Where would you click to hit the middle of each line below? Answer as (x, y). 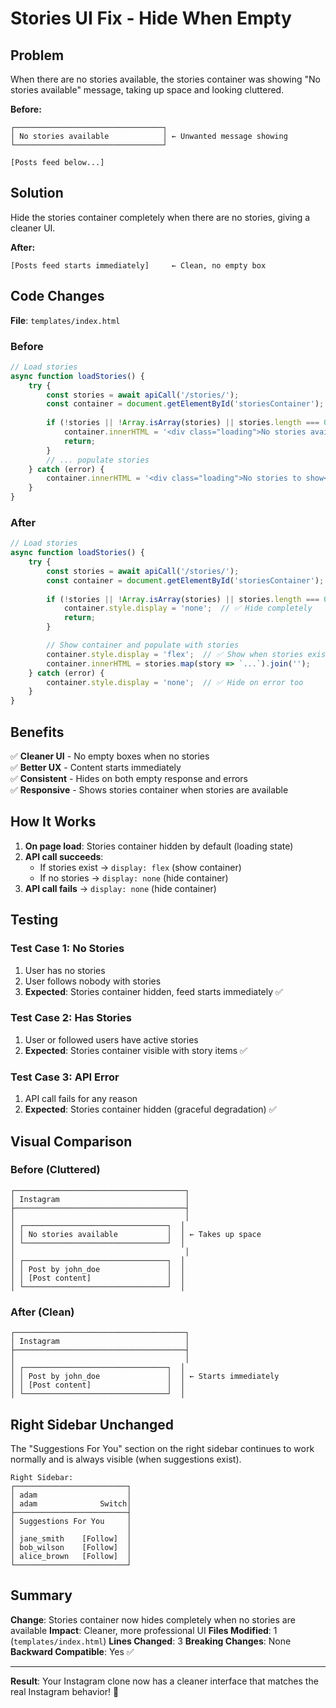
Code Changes (57, 296)
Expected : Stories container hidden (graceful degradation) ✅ (150, 1109)
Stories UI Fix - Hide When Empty (151, 18)
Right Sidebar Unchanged (92, 1424)
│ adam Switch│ (71, 1503)
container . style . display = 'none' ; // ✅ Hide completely (188, 608)
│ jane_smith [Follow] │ (71, 1538)
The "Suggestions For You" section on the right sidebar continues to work (162, 1448)
